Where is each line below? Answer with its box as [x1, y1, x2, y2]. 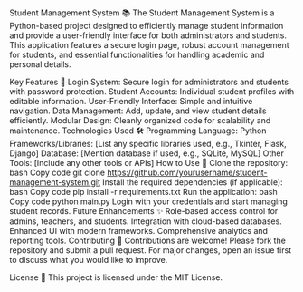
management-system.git [9, 177, 101, 188]
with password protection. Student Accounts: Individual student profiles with [9, 86, 295, 97]
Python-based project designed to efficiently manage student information [9, 21, 284, 31]
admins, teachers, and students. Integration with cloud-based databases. [9, 216, 282, 227]
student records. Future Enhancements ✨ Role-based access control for [9, 206, 279, 216]
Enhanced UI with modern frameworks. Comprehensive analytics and [9, 226, 269, 236]
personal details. [9, 59, 71, 70]
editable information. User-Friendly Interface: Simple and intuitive [9, 96, 253, 106]
